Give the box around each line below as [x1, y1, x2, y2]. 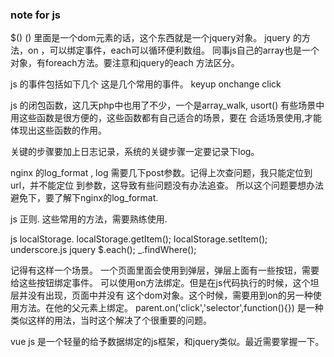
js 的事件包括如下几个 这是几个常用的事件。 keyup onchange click [10, 78, 282, 90]
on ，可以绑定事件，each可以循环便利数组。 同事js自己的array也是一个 [27, 44, 320, 57]
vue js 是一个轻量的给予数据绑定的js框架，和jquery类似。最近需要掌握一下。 [10, 336, 325, 348]
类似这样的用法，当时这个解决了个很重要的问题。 [10, 314, 212, 327]
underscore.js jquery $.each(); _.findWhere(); [10, 244, 197, 256]
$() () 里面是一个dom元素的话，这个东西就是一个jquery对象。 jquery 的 [10, 32, 302, 44]
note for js [10, 8, 61, 22]
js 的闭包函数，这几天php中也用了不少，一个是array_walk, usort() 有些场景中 [10, 99, 325, 112]
